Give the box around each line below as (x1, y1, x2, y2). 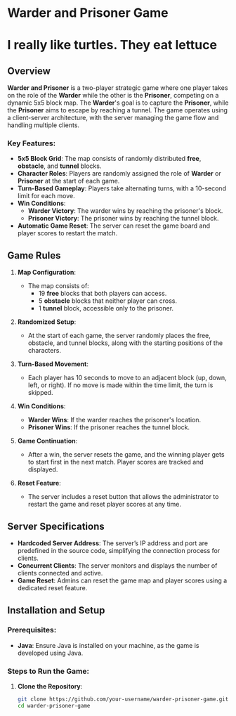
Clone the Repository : (17, 682, 83, 691)
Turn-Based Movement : (17, 360, 89, 368)
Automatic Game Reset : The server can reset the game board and (17, 221, 211, 230)
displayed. (27, 465, 58, 474)
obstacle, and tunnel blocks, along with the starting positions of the (27, 339, 223, 347)
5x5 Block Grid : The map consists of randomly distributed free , (17, 155, 202, 163)
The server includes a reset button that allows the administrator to (27, 493, 219, 501)
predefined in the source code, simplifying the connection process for (17, 547, 221, 555)
